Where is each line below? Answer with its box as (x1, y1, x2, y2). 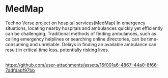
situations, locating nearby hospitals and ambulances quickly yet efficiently (5, 25, 163, 31)
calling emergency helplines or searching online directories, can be (5, 36, 146, 42)
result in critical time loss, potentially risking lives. (5, 47, 109, 53)
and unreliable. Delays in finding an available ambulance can (30, 41, 157, 47)
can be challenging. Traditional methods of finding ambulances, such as (5, 30, 157, 36)
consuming (5, 41, 29, 47)
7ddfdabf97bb (5, 67, 35, 73)
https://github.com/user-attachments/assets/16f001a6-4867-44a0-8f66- (5, 62, 159, 68)
